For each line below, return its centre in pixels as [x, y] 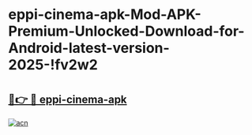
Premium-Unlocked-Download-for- [126, 31]
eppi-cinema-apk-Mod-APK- [105, 15]
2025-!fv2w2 [53, 65]
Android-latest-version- [89, 48]
